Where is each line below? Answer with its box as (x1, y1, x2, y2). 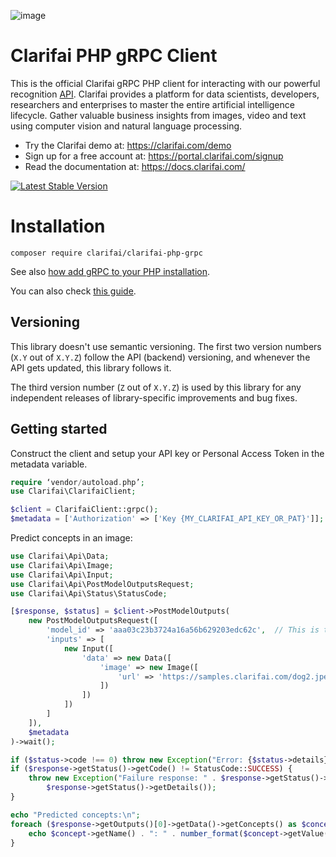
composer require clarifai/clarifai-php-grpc (10, 248, 203, 258)
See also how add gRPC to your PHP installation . (10, 265, 211, 277)
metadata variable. (10, 458, 88, 470)
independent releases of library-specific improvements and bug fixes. (10, 391, 298, 404)
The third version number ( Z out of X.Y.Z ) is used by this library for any (10, 381, 302, 393)
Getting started (10, 421, 108, 438)
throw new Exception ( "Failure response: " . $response (28, 773, 262, 784)
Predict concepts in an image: (10, 532, 133, 544)
